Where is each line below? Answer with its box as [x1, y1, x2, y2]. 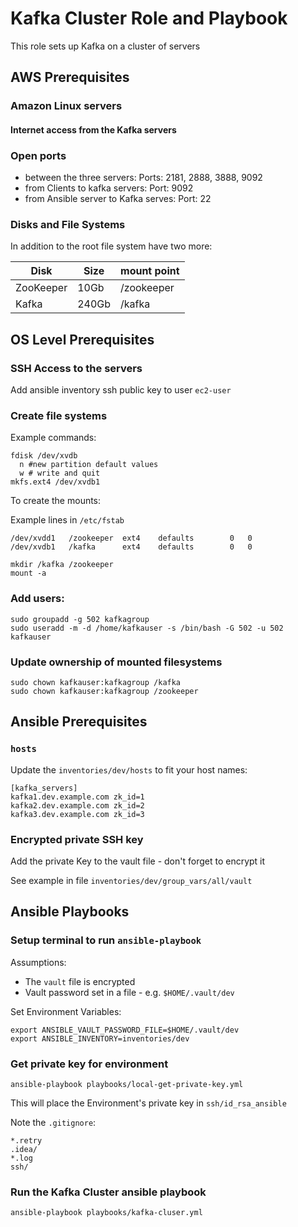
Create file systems [10, 409, 108, 423]
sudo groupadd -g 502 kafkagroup [10, 614, 150, 624]
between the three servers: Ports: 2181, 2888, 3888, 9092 [24, 172, 263, 184]
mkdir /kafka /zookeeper [10, 560, 114, 570]
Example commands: [10, 432, 97, 444]
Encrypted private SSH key [10, 832, 144, 846]
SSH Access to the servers [10, 361, 143, 375]
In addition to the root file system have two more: [10, 240, 213, 252]
